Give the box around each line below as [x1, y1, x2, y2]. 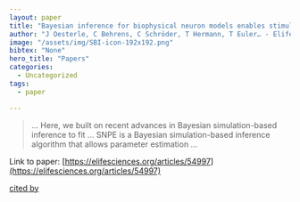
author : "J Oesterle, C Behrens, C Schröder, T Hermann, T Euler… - [9, 29, 270, 38]
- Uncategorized [17, 71, 78, 80]
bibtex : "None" [9, 46, 66, 55]
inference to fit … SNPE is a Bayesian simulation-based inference [30, 129, 271, 140]
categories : [9, 63, 54, 72]
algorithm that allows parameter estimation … [30, 139, 198, 149]
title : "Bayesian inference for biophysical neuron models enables [9, 21, 266, 30]
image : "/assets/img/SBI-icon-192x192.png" [9, 37, 174, 47]
